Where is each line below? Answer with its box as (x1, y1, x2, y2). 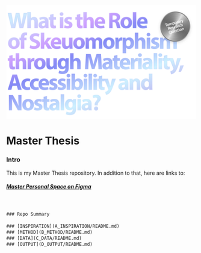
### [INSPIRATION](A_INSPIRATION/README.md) (6, 223, 120, 229)
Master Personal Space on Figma (6, 183, 91, 190)
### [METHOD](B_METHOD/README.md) (6, 229, 93, 235)
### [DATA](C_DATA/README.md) (6, 235, 82, 241)
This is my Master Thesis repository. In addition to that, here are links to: (6, 169, 185, 176)
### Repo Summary (6, 211, 50, 217)
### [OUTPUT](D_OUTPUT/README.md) (6, 241, 93, 247)
